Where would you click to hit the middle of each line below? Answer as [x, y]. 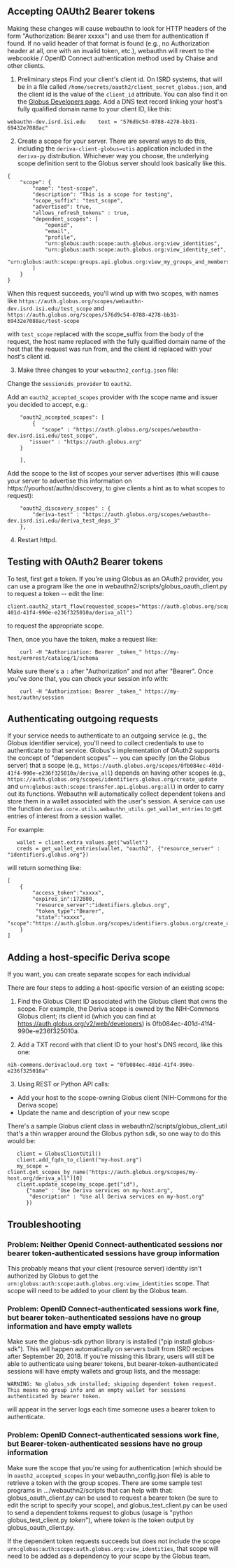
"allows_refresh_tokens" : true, [81, 213]
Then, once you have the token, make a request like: [83, 639]
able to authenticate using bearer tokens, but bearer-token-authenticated [113, 1364]
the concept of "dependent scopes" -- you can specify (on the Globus [109, 758]
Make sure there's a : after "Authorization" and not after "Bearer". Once [110, 671]
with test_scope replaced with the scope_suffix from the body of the [106, 334]
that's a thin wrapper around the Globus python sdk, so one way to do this [114, 1133]
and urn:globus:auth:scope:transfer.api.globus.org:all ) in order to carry [116, 787]
